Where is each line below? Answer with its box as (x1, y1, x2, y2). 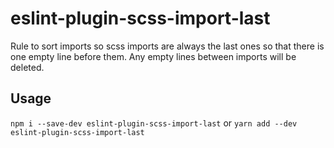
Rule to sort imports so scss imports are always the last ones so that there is (10, 40, 325, 52)
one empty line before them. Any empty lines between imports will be (10, 50, 297, 62)
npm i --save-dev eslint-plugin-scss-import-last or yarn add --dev (10, 117, 298, 129)
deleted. (10, 61, 45, 73)
